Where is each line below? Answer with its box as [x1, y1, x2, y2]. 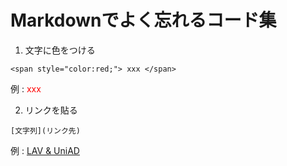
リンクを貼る [24, 104, 78, 116]
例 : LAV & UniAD [10, 144, 80, 156]
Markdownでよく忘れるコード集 [10, 9, 277, 32]
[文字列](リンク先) [10, 126, 81, 136]
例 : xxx [10, 82, 42, 95]
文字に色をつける [24, 44, 96, 56]
